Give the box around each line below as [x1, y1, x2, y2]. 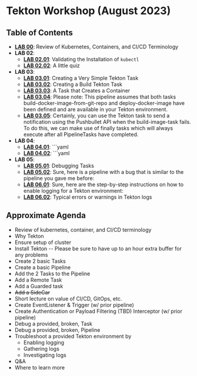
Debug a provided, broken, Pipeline [14, 326, 101, 334]
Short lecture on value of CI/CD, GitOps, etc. [14, 295, 122, 302]
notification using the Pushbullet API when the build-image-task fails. [23, 118, 191, 125]
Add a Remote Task [14, 276, 62, 283]
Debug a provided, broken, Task [14, 320, 93, 327]
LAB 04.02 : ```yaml [23, 150, 70, 157]
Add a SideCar [14, 289, 50, 296]
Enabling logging [23, 339, 65, 346]
